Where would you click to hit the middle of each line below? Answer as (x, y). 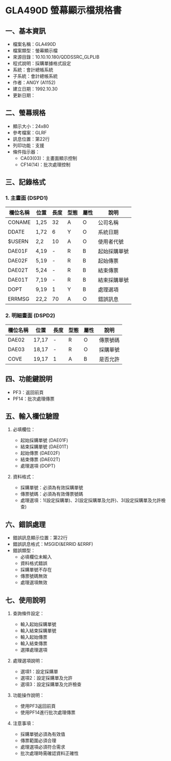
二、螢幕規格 (26, 113)
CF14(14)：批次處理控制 (45, 165)
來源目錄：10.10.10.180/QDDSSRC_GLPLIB (56, 57)
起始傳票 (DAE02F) (40, 453)
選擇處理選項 (34, 650)
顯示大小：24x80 (31, 126)
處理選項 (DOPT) (38, 466)
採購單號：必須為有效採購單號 (52, 488)
